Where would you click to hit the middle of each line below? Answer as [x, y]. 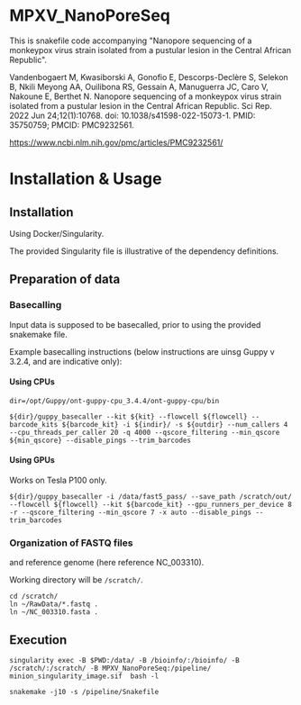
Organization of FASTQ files [71, 543]
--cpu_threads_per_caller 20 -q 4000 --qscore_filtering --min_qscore [145, 432]
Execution [38, 640]
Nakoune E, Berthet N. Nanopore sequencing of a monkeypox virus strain [146, 96]
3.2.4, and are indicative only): [66, 361]
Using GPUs [32, 460]
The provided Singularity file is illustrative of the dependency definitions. [144, 251]
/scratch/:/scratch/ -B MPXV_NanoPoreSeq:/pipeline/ [110, 669]
